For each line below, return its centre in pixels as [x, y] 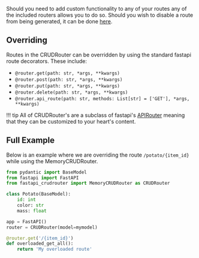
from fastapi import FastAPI [43, 178]
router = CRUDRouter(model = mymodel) [52, 227]
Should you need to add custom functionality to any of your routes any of [97, 9]
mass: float [32, 211]
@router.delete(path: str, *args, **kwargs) [71, 92]
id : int [26, 200]
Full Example [31, 140]
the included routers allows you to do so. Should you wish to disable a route [100, 15]
